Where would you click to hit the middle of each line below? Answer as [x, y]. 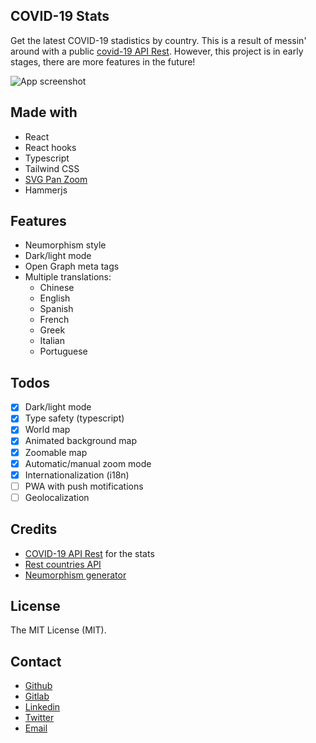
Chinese [57, 288]
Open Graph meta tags [72, 266]
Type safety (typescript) [74, 418]
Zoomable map [56, 452]
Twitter [39, 718]
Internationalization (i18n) [77, 475]
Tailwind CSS [52, 168]
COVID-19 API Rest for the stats [89, 553]
